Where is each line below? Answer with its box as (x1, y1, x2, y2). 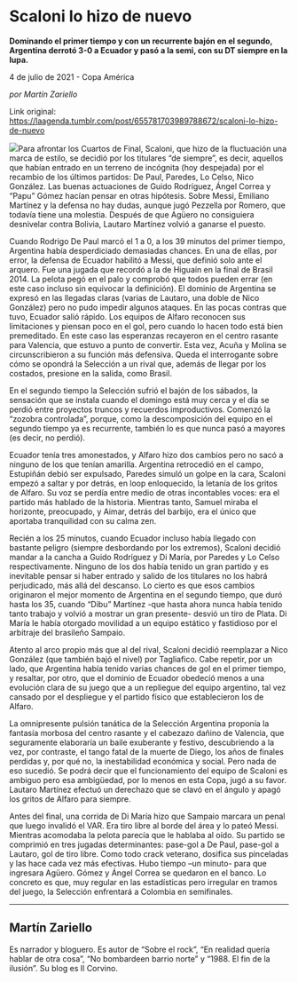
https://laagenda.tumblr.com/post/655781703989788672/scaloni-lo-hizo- (9, 115, 278, 126)
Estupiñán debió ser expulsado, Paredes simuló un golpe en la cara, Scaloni (9, 468, 286, 479)
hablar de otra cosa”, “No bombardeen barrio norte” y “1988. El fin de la (9, 953, 271, 964)
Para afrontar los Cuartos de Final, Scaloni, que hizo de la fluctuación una (18, 143, 286, 154)
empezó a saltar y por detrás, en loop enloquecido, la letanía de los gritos (9, 478, 278, 488)
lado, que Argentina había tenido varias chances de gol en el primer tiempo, (9, 663, 286, 674)
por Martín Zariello (9, 89, 78, 99)
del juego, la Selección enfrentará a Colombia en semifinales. (9, 886, 233, 897)
